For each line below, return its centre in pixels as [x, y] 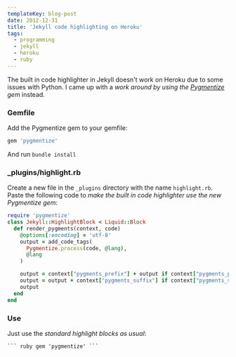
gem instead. [26, 94]
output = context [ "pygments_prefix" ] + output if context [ [108, 274]
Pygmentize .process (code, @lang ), [77, 248]
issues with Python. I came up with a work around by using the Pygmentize [116, 87]
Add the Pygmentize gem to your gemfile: [67, 128]
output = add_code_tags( [56, 242]
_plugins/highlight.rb [44, 172]
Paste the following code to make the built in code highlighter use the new [114, 195]
